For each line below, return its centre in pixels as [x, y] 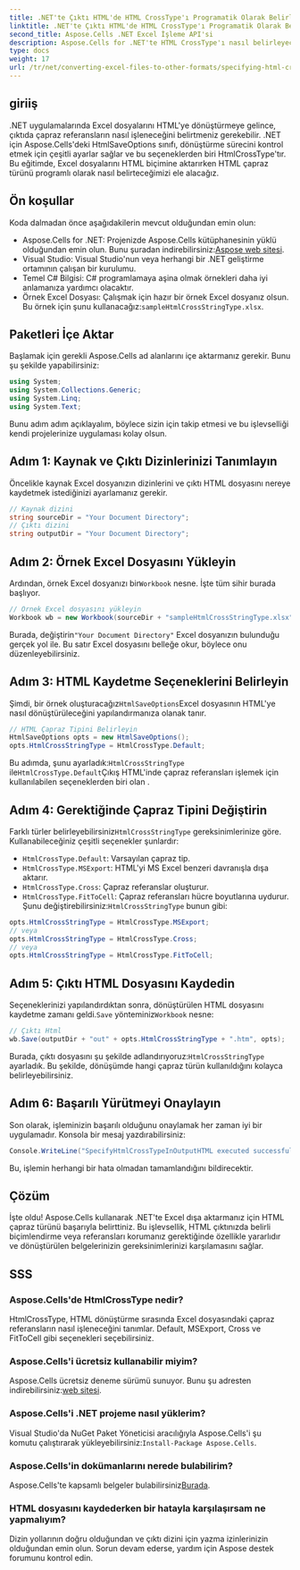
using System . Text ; [46, 407]
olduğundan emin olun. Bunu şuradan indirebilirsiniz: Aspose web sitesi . [153, 249]
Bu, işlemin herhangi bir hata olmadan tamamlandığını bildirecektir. [131, 1167]
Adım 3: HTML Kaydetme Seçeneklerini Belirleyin [149, 682]
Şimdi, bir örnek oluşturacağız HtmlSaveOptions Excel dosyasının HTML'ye [142, 703]
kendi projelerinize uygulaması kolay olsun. [88, 433]
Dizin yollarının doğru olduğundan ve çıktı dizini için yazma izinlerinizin [139, 1539]
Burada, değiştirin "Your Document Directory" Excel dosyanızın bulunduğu [144, 634]
